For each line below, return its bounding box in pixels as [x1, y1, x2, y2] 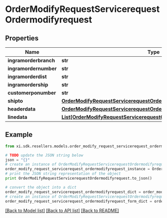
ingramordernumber [7, 65, 57, 72]
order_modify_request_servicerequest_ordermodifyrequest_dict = [5, 189, 141, 195]
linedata [7, 113, 27, 120]
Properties [5, 34, 39, 42]
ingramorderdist [7, 73, 47, 80]
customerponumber [7, 90, 56, 96]
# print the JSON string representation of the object [5, 171, 121, 176]
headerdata [7, 106, 36, 112]
